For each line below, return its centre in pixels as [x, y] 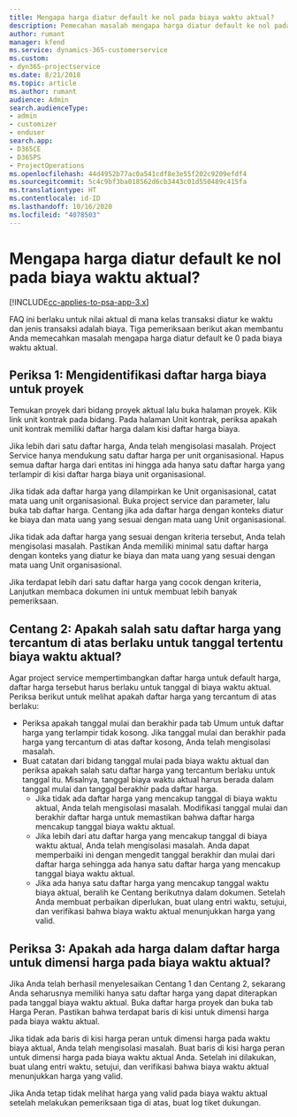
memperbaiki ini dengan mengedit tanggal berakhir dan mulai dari [155, 855]
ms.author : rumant [43, 91]
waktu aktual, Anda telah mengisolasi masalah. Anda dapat [142, 845]
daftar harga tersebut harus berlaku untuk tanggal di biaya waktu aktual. [141, 688]
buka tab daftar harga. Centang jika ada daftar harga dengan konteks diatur [146, 511]
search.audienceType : [49, 108]
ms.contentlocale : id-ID [55, 199]
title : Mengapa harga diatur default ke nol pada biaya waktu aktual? [142, 17]
